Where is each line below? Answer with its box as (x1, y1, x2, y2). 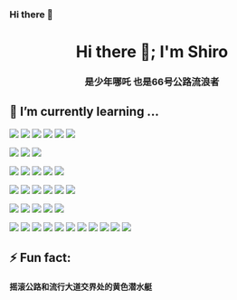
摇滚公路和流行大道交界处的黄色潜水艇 (9, 281, 152, 292)
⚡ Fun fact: (9, 250, 71, 266)
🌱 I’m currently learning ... (9, 104, 160, 120)
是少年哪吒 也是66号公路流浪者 (84, 76, 220, 89)
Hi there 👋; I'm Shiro (75, 42, 229, 63)
